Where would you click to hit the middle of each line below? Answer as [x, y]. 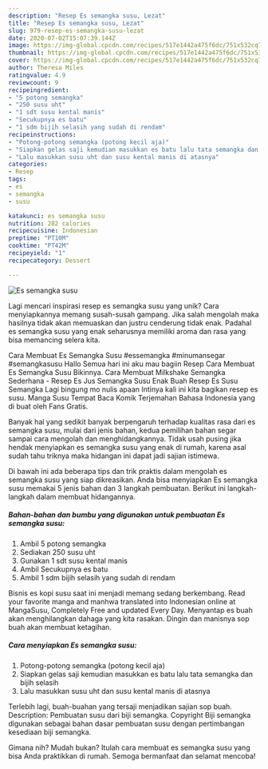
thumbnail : [26, 53]
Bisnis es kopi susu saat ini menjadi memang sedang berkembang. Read [127, 593]
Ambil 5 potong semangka [63, 544]
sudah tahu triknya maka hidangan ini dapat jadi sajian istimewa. [114, 456]
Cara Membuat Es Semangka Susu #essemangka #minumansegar [117, 355]
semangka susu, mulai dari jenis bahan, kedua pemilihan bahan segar [122, 430]
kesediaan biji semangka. [50, 731]
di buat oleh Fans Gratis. [48, 406]
